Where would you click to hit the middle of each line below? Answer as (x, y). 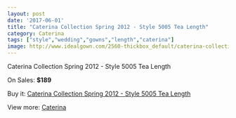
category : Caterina (36, 33)
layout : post (26, 14)
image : (17, 46)
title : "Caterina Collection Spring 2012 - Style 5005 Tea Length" (108, 27)
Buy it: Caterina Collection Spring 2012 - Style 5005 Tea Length (99, 93)
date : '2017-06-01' (36, 20)
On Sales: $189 (29, 80)
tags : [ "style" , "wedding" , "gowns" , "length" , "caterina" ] (91, 40)
